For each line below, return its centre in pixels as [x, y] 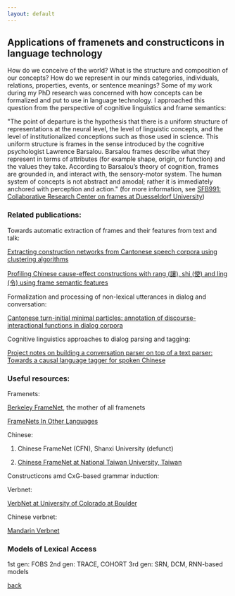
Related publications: [45, 215]
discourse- [180, 318]
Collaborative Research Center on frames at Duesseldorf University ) [106, 197]
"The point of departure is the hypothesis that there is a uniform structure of [118, 121]
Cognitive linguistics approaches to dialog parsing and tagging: [99, 339]
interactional [25, 325]
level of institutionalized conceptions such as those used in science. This [113, 137]
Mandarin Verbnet [33, 531]
